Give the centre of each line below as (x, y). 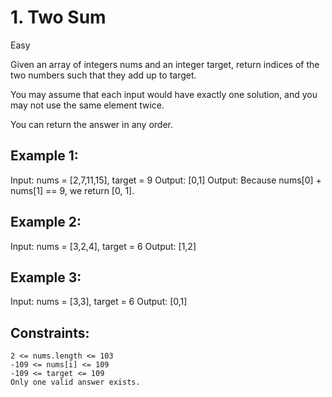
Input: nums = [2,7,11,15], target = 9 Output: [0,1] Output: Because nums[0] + (166, 180)
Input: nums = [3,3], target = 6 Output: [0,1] (99, 302)
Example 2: (46, 222)
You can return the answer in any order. (91, 124)
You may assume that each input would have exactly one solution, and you (164, 94)
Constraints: (50, 332)
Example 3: (46, 277)
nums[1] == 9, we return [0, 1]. (72, 190)
